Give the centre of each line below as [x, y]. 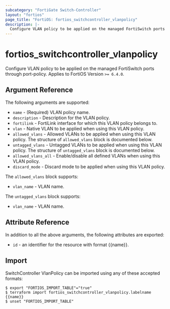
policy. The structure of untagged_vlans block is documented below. [84, 150]
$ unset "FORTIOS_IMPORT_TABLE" [39, 301]
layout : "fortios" [25, 15]
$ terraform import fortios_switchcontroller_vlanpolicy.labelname [78, 292]
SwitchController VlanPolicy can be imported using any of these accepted [83, 273]
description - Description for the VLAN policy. [61, 118]
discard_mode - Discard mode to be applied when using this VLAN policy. [89, 166]
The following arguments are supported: [48, 102]
